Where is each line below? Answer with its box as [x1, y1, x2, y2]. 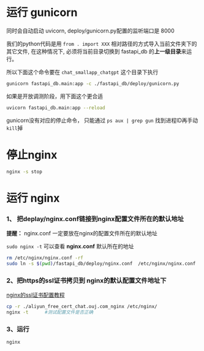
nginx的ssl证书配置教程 [6, 292, 66, 299]
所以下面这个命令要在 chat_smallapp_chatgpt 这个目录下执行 [6, 68, 159, 75]
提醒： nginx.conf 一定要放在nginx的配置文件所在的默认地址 [6, 229, 158, 236]
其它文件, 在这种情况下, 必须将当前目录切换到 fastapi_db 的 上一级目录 [6, 47, 182, 55]
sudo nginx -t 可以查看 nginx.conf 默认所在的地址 [6, 243, 134, 250]
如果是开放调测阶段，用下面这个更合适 [6, 92, 103, 100]
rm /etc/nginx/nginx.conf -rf [6, 255, 84, 261]
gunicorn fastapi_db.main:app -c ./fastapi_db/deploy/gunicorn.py [6, 80, 179, 86]
